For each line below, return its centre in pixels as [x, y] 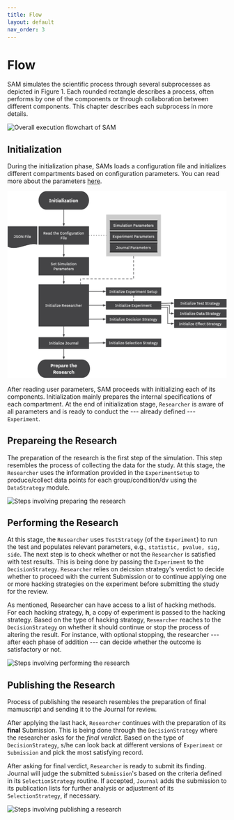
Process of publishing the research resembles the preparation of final [107, 702]
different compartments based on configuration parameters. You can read [113, 174]
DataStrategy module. [38, 487]
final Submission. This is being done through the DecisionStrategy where [112, 731]
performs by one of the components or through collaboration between [108, 99]
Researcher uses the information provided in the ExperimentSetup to [103, 472]
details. [18, 114]
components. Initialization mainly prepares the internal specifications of [110, 396]
